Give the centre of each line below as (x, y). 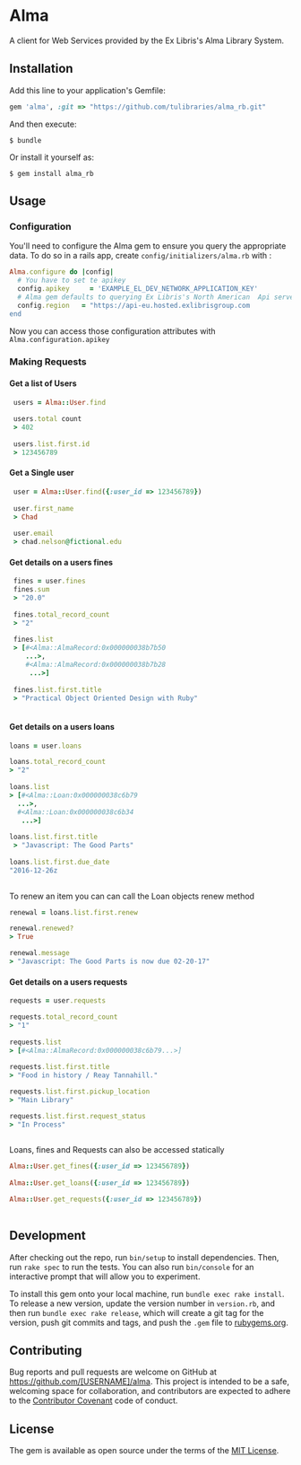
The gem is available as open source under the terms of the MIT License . (144, 1451)
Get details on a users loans (62, 726)
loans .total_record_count (57, 762)
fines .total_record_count (61, 614)
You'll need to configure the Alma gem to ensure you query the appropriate (148, 246)
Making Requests (48, 362)
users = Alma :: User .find (59, 402)
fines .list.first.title (57, 689)
